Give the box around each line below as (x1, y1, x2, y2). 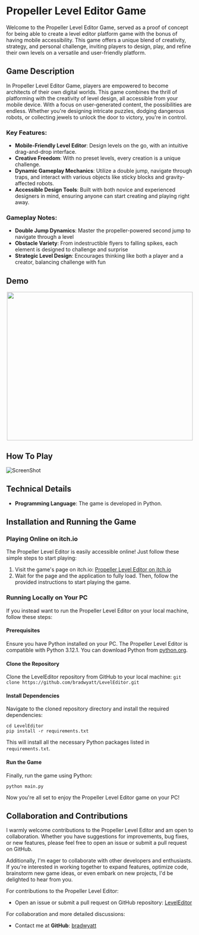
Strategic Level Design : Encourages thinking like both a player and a (14, 252, 184, 260)
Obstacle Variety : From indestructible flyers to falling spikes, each (14, 239, 178, 247)
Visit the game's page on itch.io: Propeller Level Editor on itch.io (14, 566, 172, 573)
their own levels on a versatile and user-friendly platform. (6, 49, 147, 56)
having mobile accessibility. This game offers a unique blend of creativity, (6, 36, 187, 43)
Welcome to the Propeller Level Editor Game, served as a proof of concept (6, 24, 188, 31)
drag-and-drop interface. (14, 149, 77, 156)
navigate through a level (14, 233, 74, 241)
